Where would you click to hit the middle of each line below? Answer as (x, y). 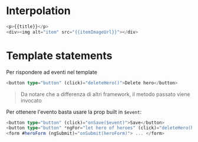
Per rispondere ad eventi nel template (52, 72)
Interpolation (38, 11)
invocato (31, 100)
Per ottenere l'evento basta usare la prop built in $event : (74, 112)
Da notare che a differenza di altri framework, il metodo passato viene (105, 94)
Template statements (59, 56)
